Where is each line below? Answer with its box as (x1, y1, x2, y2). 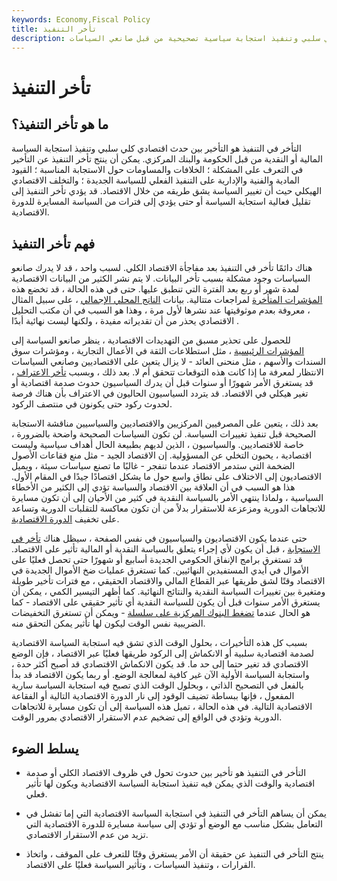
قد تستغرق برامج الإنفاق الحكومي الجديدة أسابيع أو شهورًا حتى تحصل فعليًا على (11, 554, 303, 566)
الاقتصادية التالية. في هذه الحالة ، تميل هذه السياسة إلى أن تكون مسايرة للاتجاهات (11, 701, 313, 713)
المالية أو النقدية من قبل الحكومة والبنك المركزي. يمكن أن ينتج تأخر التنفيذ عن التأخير (11, 153, 323, 165)
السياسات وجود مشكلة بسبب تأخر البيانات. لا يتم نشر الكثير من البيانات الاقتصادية (11, 272, 311, 285)
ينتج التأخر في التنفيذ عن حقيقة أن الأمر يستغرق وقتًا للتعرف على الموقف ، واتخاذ (25, 848, 324, 860)
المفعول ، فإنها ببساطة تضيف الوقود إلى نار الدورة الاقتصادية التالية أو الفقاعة (11, 690, 295, 702)
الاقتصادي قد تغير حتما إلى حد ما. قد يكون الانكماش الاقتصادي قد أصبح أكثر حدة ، (11, 658, 309, 670)
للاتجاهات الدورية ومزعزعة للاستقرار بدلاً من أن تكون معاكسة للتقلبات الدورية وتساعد (11, 502, 326, 515)
